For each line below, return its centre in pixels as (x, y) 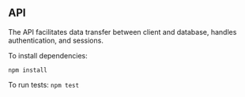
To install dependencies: (48, 55)
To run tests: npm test (44, 84)
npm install (28, 70)
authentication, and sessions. (56, 40)
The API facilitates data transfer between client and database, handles (122, 32)
